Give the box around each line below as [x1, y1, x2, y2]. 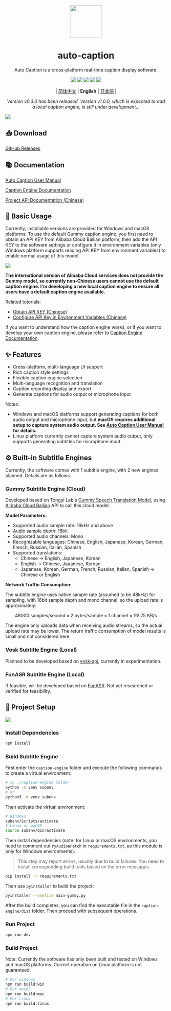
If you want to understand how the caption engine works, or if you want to [5, 324, 162, 330]
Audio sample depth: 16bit [12, 528, 68, 534]
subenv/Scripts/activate [5, 818, 58, 824]
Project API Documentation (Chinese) [5, 197, 84, 203]
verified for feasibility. [5, 688, 51, 694]
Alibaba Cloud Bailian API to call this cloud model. [5, 502, 110, 509]
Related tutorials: [5, 299, 41, 305]
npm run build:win [5, 982, 45, 987]
